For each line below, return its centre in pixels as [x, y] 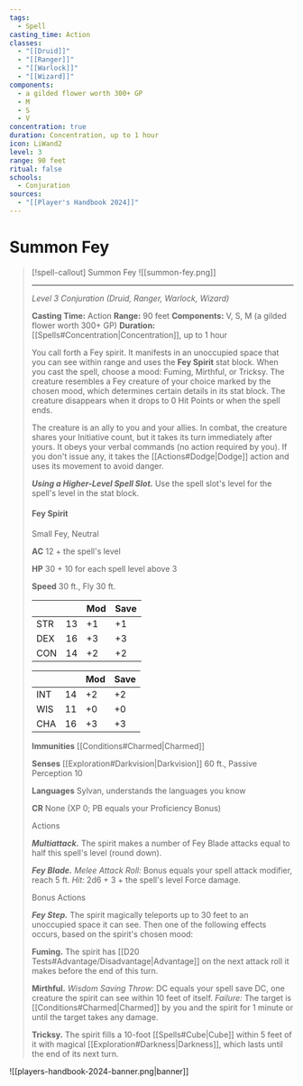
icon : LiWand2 [36, 144]
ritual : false [36, 169]
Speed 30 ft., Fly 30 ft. [73, 586]
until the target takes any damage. [95, 1017]
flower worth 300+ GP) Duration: [93, 325]
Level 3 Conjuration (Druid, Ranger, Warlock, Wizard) [130, 298]
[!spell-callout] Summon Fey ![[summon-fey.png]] [124, 272]
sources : [26, 194]
